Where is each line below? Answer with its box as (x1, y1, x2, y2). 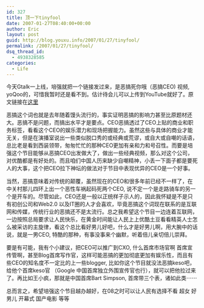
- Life (12, 65, 29, 72)
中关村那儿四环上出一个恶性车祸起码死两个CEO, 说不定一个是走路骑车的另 (6, 185, 191, 193)
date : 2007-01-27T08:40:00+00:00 (6, 20, 91, 26)
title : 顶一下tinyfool (6, 15, 61, 21)
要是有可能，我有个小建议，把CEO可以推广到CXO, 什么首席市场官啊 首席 (6, 244, 188, 251)
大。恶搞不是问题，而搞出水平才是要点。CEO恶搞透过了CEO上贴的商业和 (6, 119, 188, 126)
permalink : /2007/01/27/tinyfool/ (6, 43, 94, 49)
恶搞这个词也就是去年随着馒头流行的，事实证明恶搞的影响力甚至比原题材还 (6, 111, 192, 119)
